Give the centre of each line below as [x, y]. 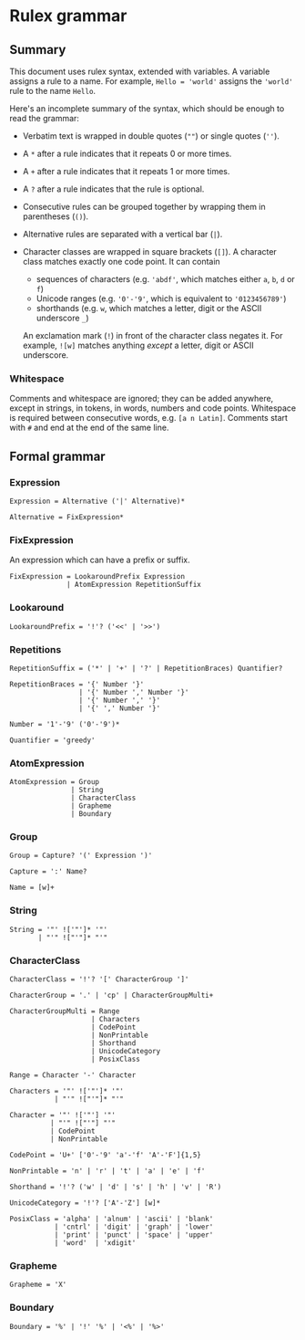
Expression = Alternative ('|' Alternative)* [97, 501]
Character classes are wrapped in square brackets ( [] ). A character [150, 251]
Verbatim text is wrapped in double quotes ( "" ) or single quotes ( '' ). [151, 136]
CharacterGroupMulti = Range [65, 1011]
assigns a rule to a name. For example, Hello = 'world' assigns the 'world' [151, 81]
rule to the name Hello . [53, 91]
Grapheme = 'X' [38, 1285]
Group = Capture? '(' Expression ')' [81, 856]
